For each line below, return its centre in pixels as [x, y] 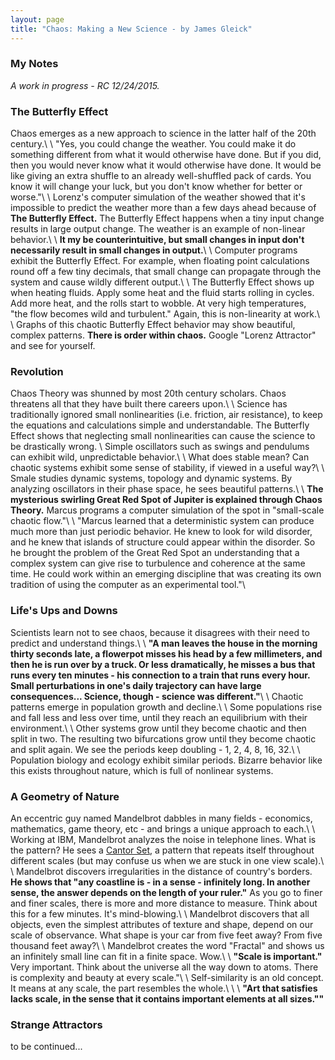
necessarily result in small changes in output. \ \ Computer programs [154, 250]
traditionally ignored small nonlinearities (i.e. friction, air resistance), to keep [166, 415]
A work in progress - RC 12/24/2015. [85, 85]
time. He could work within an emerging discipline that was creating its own [166, 574]
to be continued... [46, 1047]
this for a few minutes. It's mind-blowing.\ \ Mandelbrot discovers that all [160, 913]
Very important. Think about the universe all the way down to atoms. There [164, 967]
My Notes [34, 64]
